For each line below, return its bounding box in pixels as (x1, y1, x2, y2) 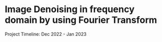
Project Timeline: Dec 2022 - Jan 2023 (5, 31, 87, 37)
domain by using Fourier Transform (5, 14, 157, 26)
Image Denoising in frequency (5, 4, 134, 15)
